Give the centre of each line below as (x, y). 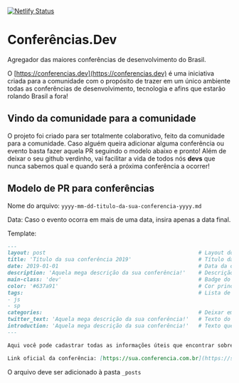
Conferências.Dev (62, 40)
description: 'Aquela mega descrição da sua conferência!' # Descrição (121, 273)
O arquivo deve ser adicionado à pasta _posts (74, 372)
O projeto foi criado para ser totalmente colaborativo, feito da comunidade (116, 136)
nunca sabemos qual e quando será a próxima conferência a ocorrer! (108, 166)
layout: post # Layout (116, 253)
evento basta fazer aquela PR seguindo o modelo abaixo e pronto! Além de (117, 150)
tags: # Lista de (119, 292)
